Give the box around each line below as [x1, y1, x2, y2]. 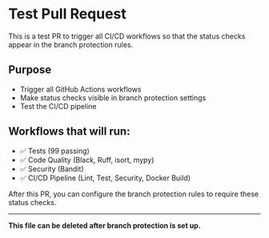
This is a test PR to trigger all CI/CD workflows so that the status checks [8, 31, 246, 41]
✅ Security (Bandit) [19, 163, 84, 173]
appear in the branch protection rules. [8, 39, 134, 49]
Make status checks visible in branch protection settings [19, 93, 207, 103]
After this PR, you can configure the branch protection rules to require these [8, 189, 259, 199]
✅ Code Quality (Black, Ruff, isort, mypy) [19, 155, 155, 164]
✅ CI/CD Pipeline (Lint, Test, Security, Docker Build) [19, 173, 191, 183]
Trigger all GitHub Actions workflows [19, 84, 142, 94]
